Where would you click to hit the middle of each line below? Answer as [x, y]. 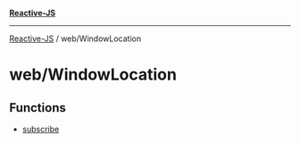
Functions [38, 108]
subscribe [41, 129]
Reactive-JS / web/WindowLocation [75, 38]
